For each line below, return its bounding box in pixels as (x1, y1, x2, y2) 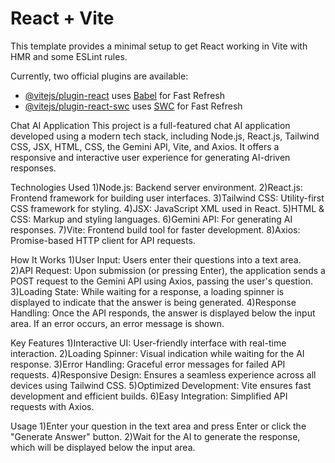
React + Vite (10, 7, 115, 30)
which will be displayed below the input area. (10, 441, 196, 453)
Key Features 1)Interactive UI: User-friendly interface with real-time (10, 337, 287, 349)
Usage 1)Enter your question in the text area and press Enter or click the (10, 420, 307, 432)
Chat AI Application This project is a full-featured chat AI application (10, 119, 291, 131)
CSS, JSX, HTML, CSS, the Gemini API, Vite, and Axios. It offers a (10, 140, 280, 152)
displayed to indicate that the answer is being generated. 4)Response (10, 296, 297, 308)
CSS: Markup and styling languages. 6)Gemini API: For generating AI (10, 213, 293, 225)
